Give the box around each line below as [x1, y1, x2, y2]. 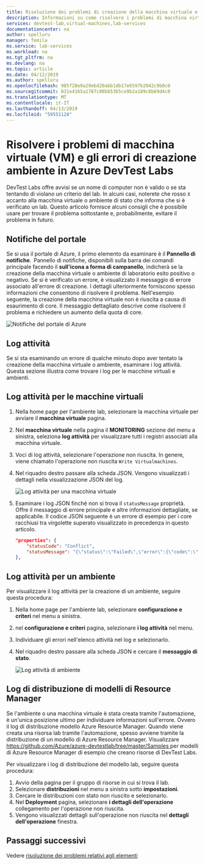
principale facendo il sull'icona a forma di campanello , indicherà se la [6, 263, 183, 271]
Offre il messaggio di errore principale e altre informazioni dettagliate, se [15, 506, 198, 513]
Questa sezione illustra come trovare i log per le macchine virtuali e [6, 367, 176, 375]
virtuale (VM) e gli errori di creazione [6, 150, 197, 164]
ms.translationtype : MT [6, 94, 67, 100]
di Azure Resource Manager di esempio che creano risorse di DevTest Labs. [6, 748, 198, 756]
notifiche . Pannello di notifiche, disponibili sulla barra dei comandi [6, 257, 174, 264]
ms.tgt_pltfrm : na [6, 54, 53, 61]
